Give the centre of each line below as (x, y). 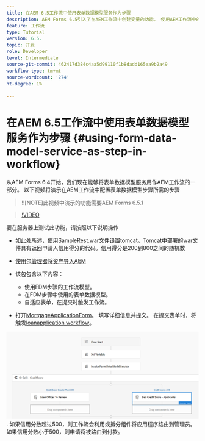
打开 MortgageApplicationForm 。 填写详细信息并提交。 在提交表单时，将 (106, 315)
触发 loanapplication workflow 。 (55, 323)
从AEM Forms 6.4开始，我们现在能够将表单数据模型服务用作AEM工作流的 (98, 182)
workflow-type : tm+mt (34, 71)
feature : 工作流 (26, 26)
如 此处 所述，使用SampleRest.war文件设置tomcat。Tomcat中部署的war (104, 240)
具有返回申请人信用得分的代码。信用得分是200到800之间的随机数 (103, 248)
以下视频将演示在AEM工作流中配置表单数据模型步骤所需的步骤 (102, 190)
